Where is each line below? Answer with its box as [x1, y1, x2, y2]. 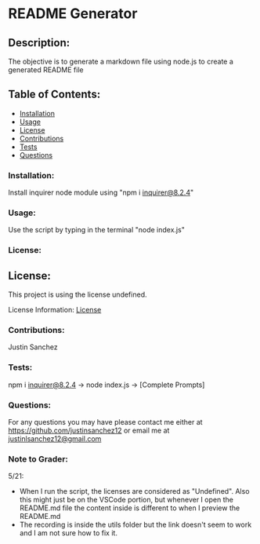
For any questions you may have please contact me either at [8, 418, 203, 427]
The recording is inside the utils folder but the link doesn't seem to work [19, 520, 252, 530]
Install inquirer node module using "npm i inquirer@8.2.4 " [8, 188, 194, 197]
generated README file [8, 65, 84, 75]
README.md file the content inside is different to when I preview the [19, 503, 240, 513]
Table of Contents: [8, 88, 101, 101]
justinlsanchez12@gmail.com [8, 434, 102, 444]
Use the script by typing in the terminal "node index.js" [8, 225, 186, 235]
